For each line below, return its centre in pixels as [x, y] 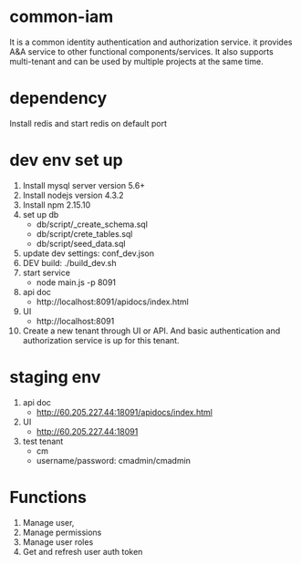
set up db [41, 214]
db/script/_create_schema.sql [92, 224]
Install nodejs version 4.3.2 [73, 195]
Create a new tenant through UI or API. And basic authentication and [151, 331]
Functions [48, 497]
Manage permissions [62, 532]
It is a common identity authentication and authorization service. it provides [151, 42]
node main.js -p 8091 [76, 282]
